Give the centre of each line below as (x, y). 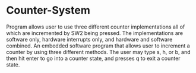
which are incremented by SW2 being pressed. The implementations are (94, 33)
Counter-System (48, 10)
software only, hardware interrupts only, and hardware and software (89, 39)
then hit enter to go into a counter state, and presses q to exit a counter (93, 58)
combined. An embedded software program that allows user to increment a (98, 46)
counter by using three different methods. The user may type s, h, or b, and (99, 52)
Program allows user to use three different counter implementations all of (96, 27)
